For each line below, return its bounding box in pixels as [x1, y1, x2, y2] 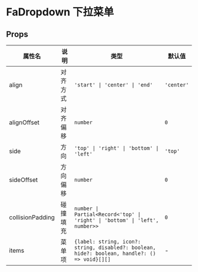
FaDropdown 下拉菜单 [6, 5, 114, 19]
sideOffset [9, 176, 38, 184]
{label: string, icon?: [74, 238, 141, 245]
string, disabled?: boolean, [74, 244, 156, 251]
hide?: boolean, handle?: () [74, 250, 156, 257]
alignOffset [9, 118, 40, 127]
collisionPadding [9, 213, 55, 221]
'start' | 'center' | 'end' [74, 82, 153, 88]
